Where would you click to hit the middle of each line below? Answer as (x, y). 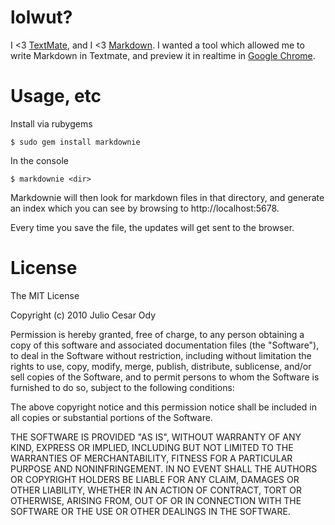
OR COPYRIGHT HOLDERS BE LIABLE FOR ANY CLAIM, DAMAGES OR (155, 479)
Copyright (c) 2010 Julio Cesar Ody (83, 315)
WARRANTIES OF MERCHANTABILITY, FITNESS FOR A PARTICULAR (151, 458)
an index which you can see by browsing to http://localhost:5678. (145, 208)
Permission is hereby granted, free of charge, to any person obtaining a (157, 334)
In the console (39, 160)
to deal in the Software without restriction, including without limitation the (161, 355)
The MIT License (45, 295)
